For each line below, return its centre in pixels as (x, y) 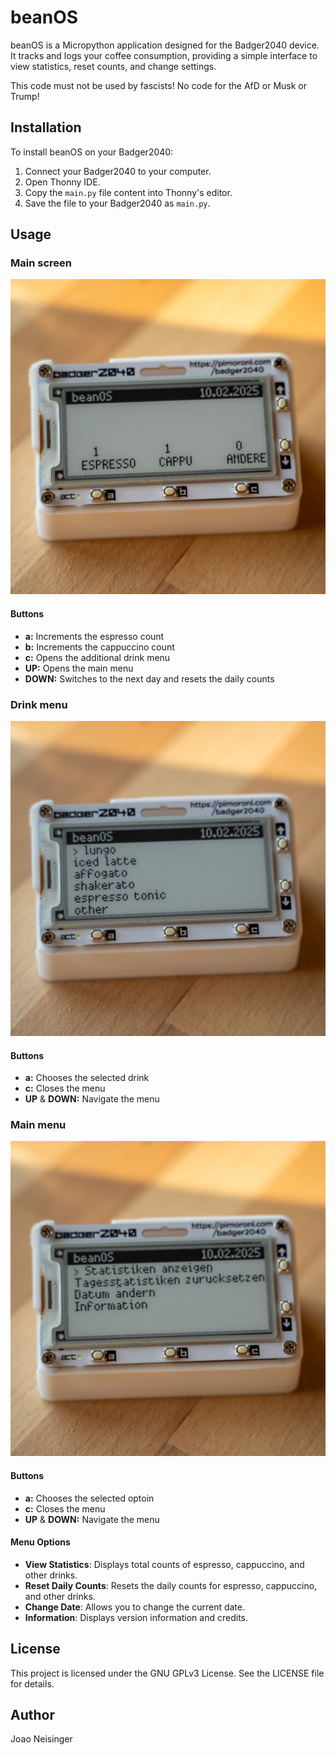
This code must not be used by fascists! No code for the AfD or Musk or (158, 85)
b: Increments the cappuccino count (99, 647)
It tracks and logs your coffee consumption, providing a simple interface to (164, 55)
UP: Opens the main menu (79, 668)
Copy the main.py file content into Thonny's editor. (128, 192)
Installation (46, 127)
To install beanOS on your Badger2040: (92, 152)
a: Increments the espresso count (94, 636)
